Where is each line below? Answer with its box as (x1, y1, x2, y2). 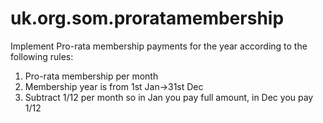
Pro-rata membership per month (24, 70, 159, 82)
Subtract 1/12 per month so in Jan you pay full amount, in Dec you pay (24, 91, 314, 103)
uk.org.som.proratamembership (10, 7, 285, 30)
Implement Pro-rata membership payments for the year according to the (10, 40, 308, 52)
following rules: (10, 50, 74, 62)
